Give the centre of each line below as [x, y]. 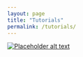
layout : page [26, 14]
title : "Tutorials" [36, 20]
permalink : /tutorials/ [42, 26]
